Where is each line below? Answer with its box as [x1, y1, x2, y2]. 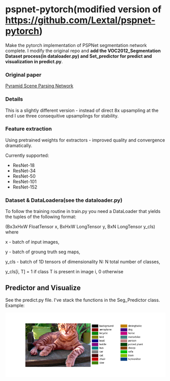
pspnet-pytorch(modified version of [5, 4, 162, 15]
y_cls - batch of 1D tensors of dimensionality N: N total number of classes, [5, 259, 160, 265]
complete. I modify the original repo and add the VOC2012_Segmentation [5, 47, 161, 54]
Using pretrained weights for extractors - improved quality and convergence [5, 137, 165, 143]
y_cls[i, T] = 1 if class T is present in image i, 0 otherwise [5, 269, 124, 275]
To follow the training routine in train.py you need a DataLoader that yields [5, 208, 161, 215]
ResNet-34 [12, 168, 36, 174]
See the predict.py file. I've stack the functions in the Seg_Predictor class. [5, 297, 160, 303]
